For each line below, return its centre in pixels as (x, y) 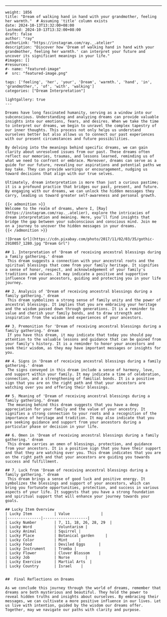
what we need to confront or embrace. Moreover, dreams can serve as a (81, 160)
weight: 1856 (19, 12)
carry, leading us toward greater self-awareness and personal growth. (81, 195)
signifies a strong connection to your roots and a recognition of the (81, 414)
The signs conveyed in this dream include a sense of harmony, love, (81, 370)
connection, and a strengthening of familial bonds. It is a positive (80, 379)
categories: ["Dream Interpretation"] (45, 91)
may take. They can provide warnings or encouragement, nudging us (77, 169)
